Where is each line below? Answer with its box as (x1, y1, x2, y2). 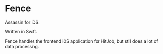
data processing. (5, 43, 39, 49)
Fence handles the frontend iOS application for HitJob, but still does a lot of (5, 38, 158, 44)
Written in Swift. (5, 28, 38, 34)
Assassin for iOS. (5, 19, 40, 25)
